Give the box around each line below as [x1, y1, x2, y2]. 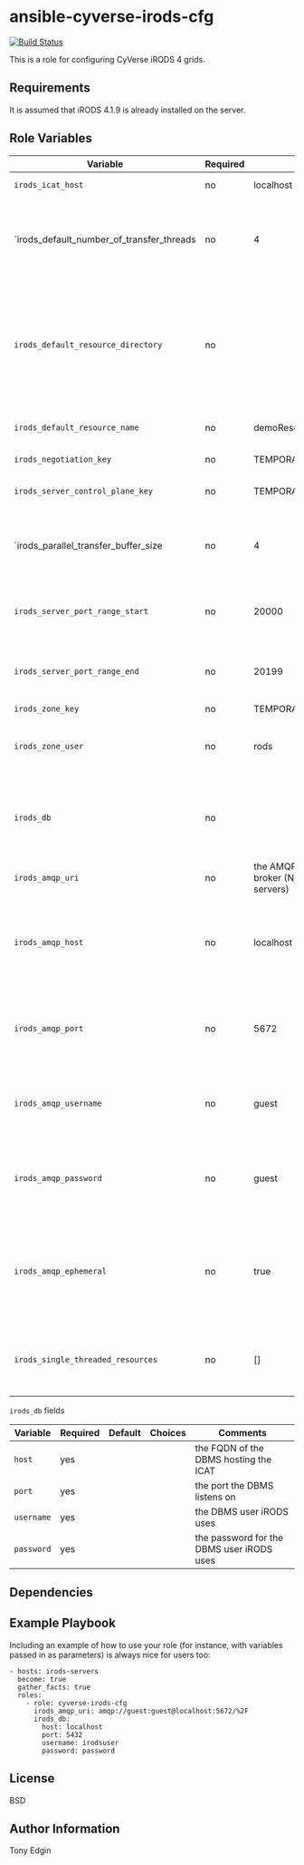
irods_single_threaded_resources [14, 1354, 158, 1364]
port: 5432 [42, 1730, 83, 1739]
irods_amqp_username [14, 1098, 102, 1108]
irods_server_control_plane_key [14, 485, 154, 496]
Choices [149, 1426, 187, 1439]
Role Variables [9, 131, 92, 146]
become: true [17, 1675, 67, 1684]
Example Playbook [9, 1616, 116, 1631]
